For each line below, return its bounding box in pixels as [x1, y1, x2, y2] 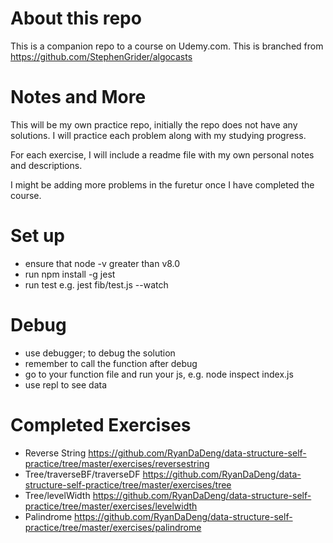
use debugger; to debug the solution [24, 347, 176, 359]
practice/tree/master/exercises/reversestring [24, 457, 210, 469]
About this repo [10, 7, 142, 30]
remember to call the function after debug [24, 357, 198, 369]
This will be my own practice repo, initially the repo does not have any [10, 118, 298, 131]
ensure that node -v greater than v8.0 [24, 257, 181, 269]
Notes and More [10, 86, 147, 109]
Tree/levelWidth [24, 489, 91, 501]
